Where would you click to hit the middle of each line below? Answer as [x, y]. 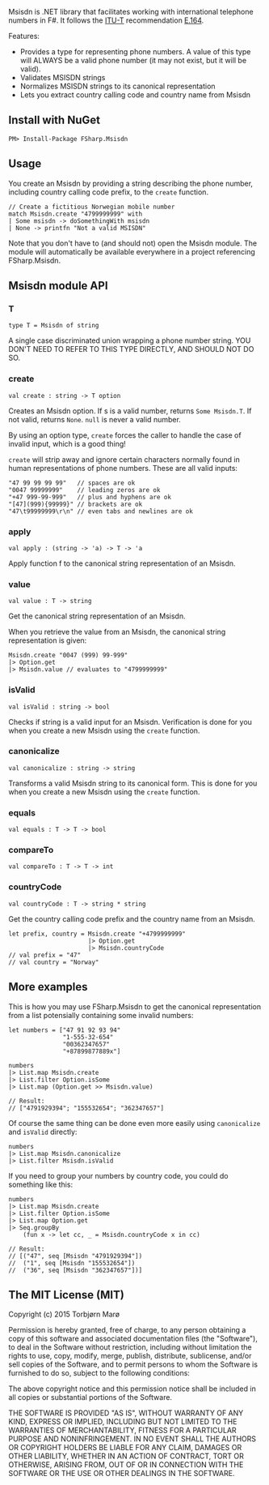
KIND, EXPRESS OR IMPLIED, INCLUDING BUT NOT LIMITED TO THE [123, 1422]
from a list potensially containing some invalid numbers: [101, 1015]
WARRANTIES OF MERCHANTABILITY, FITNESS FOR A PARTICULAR [122, 1431]
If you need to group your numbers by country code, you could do [118, 1175]
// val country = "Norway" [54, 962]
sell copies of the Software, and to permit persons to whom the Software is [133, 1364]
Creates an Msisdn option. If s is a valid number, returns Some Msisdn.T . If [130, 411]
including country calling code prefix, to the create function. [108, 192]
